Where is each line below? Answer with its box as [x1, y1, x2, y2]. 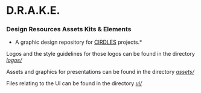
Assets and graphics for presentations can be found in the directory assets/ [6, 68, 195, 76]
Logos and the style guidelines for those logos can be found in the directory [6, 50, 195, 58]
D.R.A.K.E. [6, 4, 60, 17]
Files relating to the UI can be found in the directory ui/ [6, 80, 142, 87]
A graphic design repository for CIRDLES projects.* [14, 38, 142, 46]
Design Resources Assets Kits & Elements [6, 25, 132, 34]
